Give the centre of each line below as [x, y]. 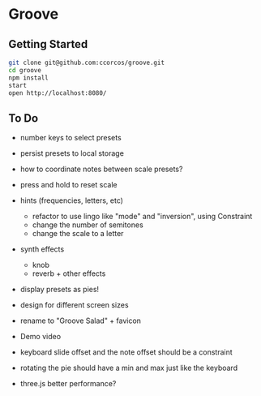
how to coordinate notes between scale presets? [101, 169]
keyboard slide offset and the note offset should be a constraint [126, 352]
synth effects [42, 249]
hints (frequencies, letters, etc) [72, 200]
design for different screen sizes [74, 305]
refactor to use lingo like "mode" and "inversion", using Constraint [142, 217]
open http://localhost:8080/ [58, 93]
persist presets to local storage [72, 153]
